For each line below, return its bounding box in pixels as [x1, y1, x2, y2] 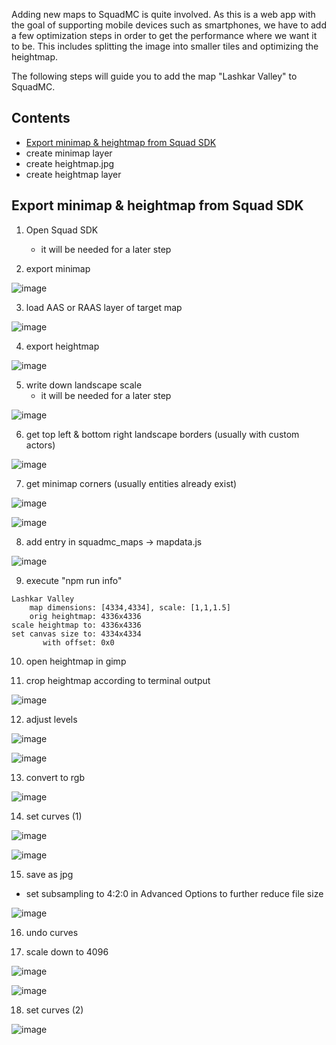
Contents [11, 110, 71, 127]
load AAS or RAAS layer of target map [25, 301, 183, 313]
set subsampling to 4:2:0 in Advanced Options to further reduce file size [25, 887, 324, 899]
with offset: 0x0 [42, 637, 115, 648]
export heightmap [25, 340, 100, 352]
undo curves [25, 926, 79, 938]
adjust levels [25, 713, 78, 725]
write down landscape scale [25, 379, 143, 391]
